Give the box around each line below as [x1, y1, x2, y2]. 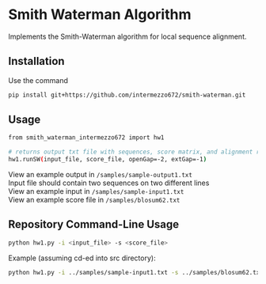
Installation [8, 55, 65, 68]
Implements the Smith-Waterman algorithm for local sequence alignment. [8, 32, 247, 41]
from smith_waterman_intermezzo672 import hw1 [8, 134, 165, 142]
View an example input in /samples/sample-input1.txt [8, 187, 184, 196]
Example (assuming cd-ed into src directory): [8, 253, 156, 263]
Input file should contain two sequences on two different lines [8, 178, 210, 187]
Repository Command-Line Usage [8, 218, 180, 231]
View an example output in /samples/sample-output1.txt [8, 170, 192, 180]
